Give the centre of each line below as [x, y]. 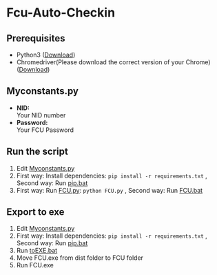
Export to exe [35, 212]
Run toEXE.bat [37, 251]
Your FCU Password [45, 130]
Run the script [37, 152]
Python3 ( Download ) [46, 55]
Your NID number [41, 115]
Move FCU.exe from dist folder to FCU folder [80, 258]
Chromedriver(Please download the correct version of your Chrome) [113, 62]
